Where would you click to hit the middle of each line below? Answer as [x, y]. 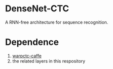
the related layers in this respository [49, 61]
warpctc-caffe [27, 56]
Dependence [32, 42]
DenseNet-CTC [37, 9]
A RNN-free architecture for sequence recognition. [57, 22]
